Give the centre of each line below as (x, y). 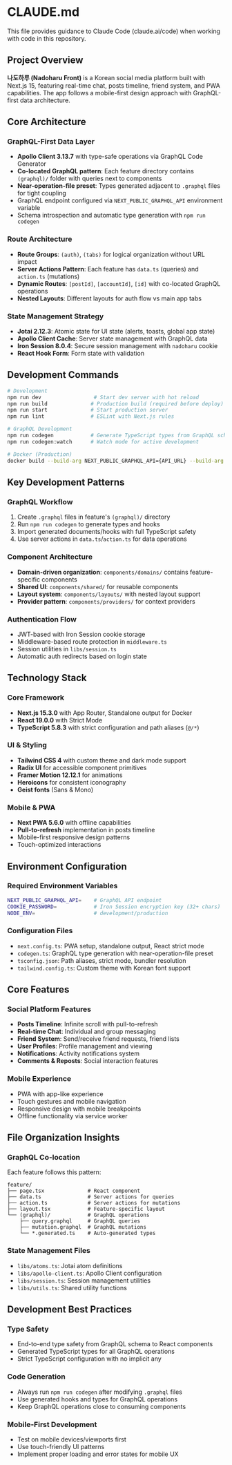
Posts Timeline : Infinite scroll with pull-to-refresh (87, 1024)
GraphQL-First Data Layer (51, 142)
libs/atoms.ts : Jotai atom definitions (70, 1265)
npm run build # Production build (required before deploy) (116, 404)
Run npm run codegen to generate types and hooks (88, 524)
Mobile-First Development (52, 1424)
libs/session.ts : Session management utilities (84, 1280)
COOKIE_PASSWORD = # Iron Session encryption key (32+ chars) (114, 907)
